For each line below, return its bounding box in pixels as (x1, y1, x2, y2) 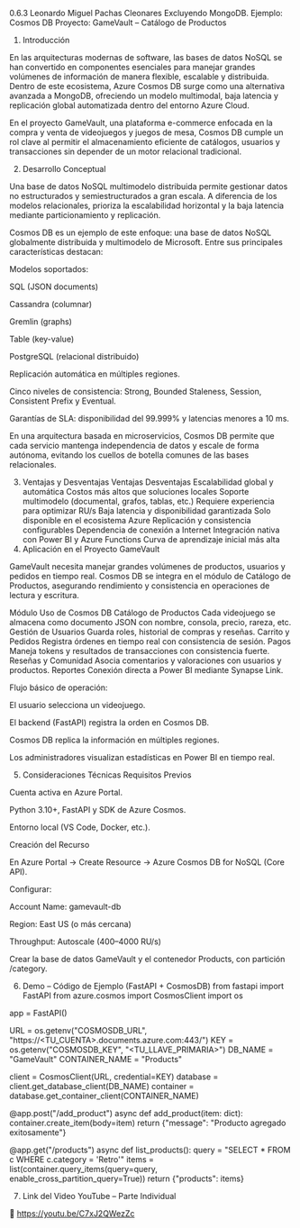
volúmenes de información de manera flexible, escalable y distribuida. (9, 71, 269, 82)
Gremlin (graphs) (9, 316, 72, 327)
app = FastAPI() (9, 1008, 68, 1018)
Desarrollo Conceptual (22, 164, 106, 174)
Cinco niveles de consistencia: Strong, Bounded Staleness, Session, (9, 387, 262, 396)
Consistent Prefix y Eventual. (9, 396, 117, 406)
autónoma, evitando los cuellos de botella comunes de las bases (9, 450, 250, 460)
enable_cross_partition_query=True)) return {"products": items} (9, 1173, 245, 1184)
